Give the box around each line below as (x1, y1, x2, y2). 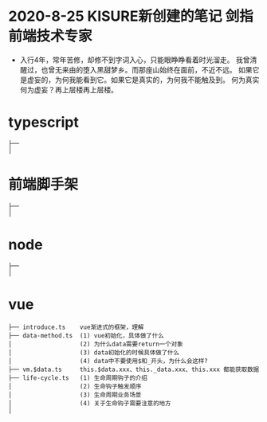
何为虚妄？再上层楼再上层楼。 (19, 84, 118, 94)
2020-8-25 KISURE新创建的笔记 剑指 (8, 7, 253, 25)
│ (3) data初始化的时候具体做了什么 (8, 348, 180, 357)
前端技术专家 (8, 27, 93, 45)
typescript (8, 113, 80, 131)
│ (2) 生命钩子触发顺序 (8, 382, 142, 390)
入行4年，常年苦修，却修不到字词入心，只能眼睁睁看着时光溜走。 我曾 (19, 55, 250, 64)
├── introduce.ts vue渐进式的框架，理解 (8, 323, 144, 331)
